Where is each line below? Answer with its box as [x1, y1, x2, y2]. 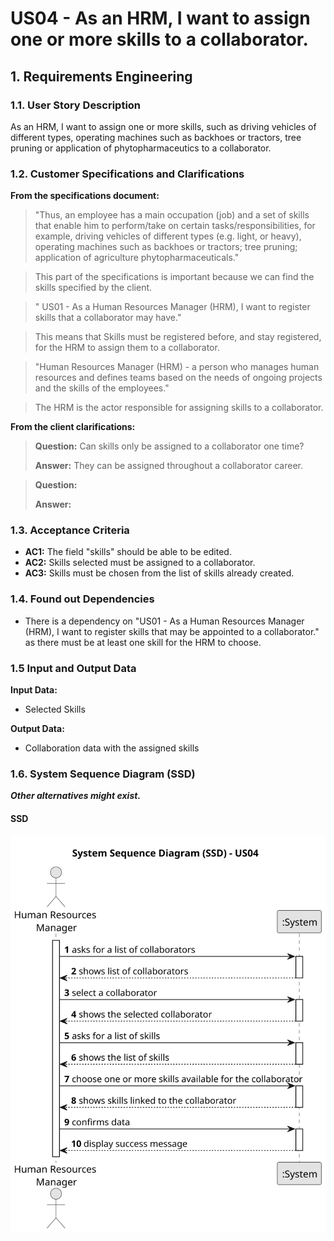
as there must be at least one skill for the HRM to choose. [24, 636, 262, 648]
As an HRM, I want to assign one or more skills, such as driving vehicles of [10, 120, 317, 132]
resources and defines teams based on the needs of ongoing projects [34, 372, 323, 384]
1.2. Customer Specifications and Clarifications [10, 167, 245, 181]
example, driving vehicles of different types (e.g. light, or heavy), [34, 230, 302, 242]
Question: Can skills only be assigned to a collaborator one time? [34, 440, 305, 452]
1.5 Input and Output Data [10, 661, 137, 675]
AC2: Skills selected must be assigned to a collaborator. [24, 557, 256, 569]
